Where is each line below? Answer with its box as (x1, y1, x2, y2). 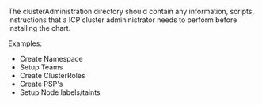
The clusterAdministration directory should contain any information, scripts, (8, 7, 255, 16)
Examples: (8, 39, 42, 48)
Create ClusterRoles (19, 71, 85, 80)
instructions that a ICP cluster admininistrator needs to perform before (8, 15, 237, 24)
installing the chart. (8, 24, 71, 32)
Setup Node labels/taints (19, 88, 101, 97)
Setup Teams (19, 62, 63, 72)
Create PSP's (19, 79, 63, 88)
